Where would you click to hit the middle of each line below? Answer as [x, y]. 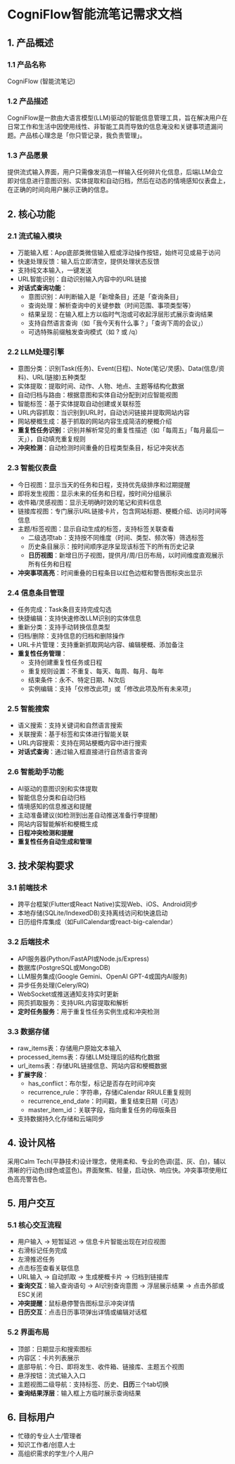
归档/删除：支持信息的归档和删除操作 [71, 636]
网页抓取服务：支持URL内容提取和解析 [73, 1002]
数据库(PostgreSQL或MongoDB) [64, 967]
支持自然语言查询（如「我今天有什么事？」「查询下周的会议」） [118, 323]
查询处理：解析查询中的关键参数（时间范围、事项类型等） [111, 306]
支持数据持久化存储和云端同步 [61, 1119]
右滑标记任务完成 [42, 1250]
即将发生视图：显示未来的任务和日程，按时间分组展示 [95, 493]
